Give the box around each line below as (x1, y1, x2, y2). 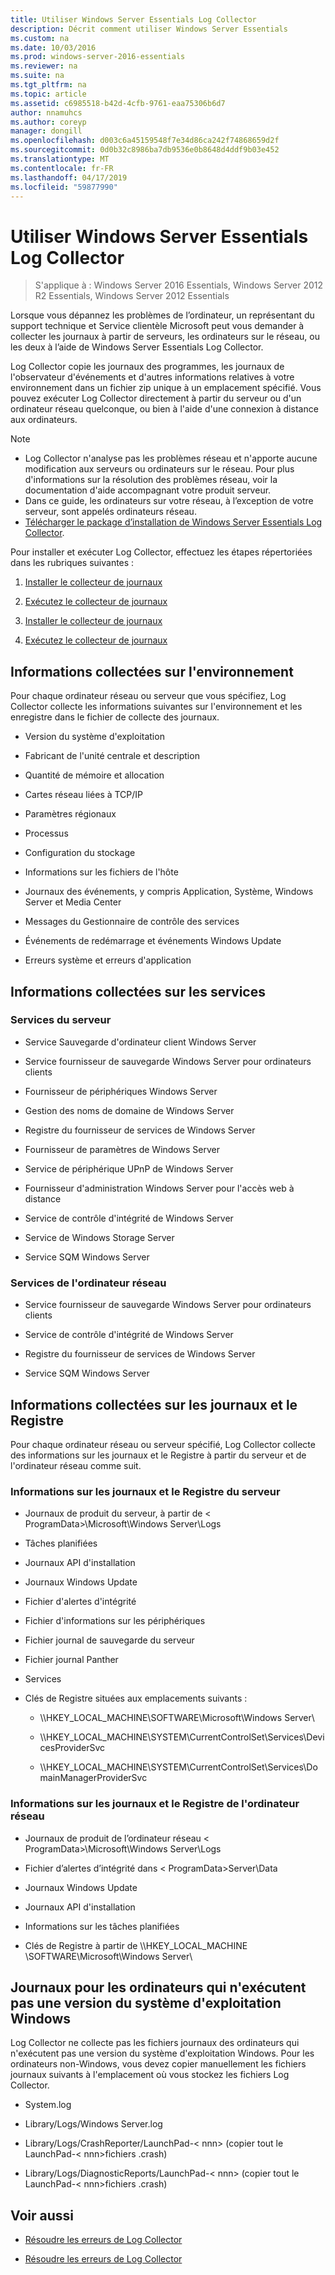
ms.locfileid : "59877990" (10, 182, 118, 192)
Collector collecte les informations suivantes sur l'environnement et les (10, 701, 303, 713)
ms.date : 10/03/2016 (10, 42, 97, 53)
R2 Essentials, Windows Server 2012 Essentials (34, 290, 230, 302)
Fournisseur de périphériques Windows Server (24, 1085, 218, 1097)
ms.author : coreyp (10, 117, 87, 127)
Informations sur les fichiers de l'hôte (24, 866, 179, 878)
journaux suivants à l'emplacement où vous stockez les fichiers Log (10, 2069, 290, 2081)
